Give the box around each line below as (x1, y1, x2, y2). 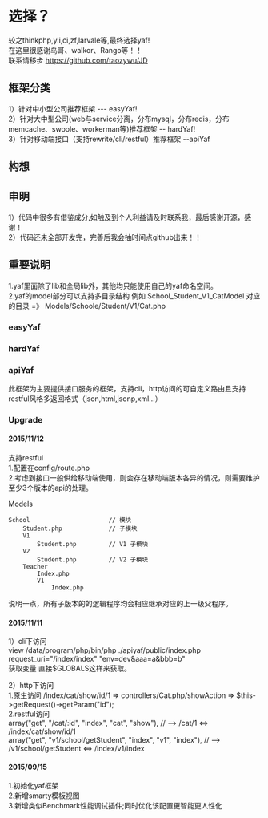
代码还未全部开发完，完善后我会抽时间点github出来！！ (19, 232, 202, 241)
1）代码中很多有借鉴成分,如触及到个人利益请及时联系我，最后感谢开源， (8, 212, 245, 221)
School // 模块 (8, 516, 132, 524)
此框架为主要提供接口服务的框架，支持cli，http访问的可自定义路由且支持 (8, 383, 246, 393)
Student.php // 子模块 (22, 524, 138, 533)
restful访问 (14, 709, 50, 719)
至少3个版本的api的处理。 (8, 483, 94, 493)
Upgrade (8, 414, 43, 425)
